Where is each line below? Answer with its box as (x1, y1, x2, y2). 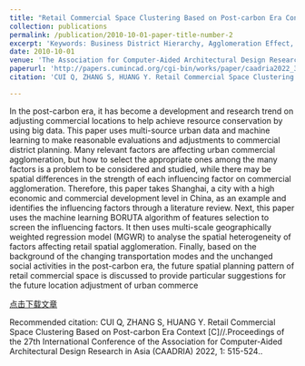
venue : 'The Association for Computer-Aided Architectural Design (9, 56, 266, 65)
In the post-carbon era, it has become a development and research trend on (9, 106, 294, 117)
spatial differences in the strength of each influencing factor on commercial (9, 173, 292, 184)
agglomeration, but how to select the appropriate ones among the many (9, 154, 279, 165)
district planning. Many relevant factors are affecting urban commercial (9, 144, 275, 155)
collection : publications (9, 22, 107, 31)
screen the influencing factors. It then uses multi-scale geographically (9, 221, 272, 232)
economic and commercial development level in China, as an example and (9, 192, 287, 203)
